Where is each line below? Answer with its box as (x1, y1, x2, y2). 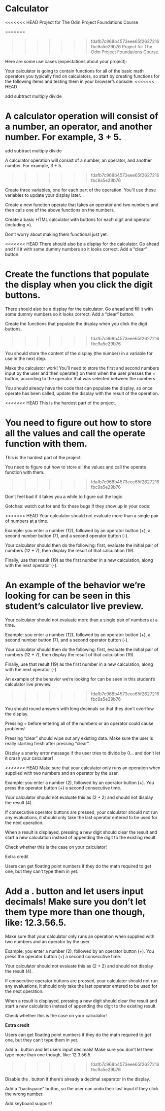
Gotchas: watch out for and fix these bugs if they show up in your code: (5, 503, 151, 509)
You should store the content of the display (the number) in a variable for (5, 350, 153, 356)
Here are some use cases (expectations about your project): (5, 58, 127, 64)
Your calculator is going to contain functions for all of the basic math (5, 68, 144, 74)
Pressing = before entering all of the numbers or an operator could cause (5, 720, 154, 726)
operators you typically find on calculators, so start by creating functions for (5, 73, 160, 79)
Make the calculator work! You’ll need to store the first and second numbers (5, 365, 159, 371)
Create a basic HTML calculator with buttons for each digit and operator (5, 216, 151, 222)
